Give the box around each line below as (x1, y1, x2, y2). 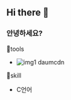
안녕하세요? (6, 29, 43, 38)
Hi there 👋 (6, 7, 49, 18)
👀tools (6, 45, 25, 53)
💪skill (6, 71, 22, 79)
